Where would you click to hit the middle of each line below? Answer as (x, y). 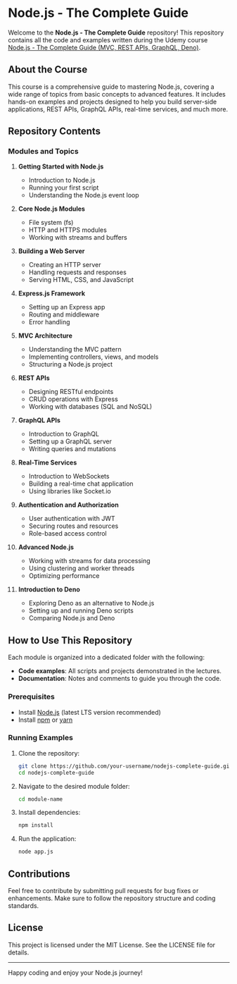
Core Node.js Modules (51, 209)
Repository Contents (55, 131)
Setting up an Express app (67, 307)
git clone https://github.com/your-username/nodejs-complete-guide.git (125, 766)
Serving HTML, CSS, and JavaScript (81, 280)
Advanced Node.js (46, 547)
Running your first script (64, 187)
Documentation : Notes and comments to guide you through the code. (120, 679)
